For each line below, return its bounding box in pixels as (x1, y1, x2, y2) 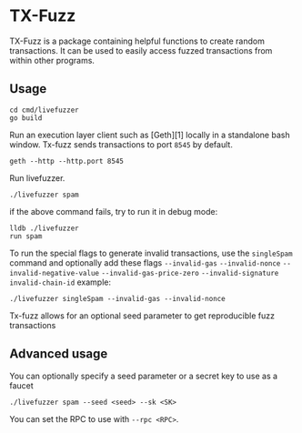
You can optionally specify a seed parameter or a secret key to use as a (9, 370, 278, 381)
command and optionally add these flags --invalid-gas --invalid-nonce (9, 257, 281, 268)
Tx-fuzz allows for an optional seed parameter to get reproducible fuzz (9, 310, 276, 321)
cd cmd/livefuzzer (9, 106, 79, 115)
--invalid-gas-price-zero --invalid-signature (101, 268, 279, 277)
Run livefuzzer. (9, 172, 65, 183)
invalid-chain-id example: (9, 277, 112, 287)
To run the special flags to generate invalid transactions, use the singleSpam (9, 247, 293, 258)
